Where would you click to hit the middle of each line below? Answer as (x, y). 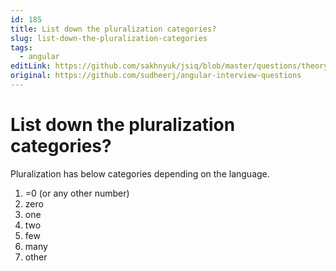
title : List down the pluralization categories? (113, 29)
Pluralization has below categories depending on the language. (140, 173)
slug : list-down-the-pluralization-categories (109, 38)
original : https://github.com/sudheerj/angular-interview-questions (156, 76)
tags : (21, 47)
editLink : (31, 66)
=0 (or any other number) (77, 193)
